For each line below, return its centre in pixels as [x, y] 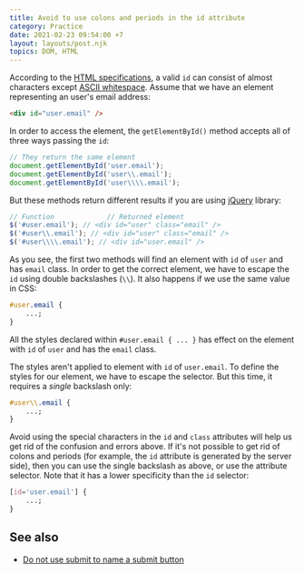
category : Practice [46, 26]
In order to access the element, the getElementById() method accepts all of [150, 131]
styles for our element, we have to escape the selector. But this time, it [141, 376]
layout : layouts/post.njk [58, 43]
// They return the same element [73, 157]
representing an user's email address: [80, 97]
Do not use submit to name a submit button [103, 559]
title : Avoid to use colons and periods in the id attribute [127, 18]
